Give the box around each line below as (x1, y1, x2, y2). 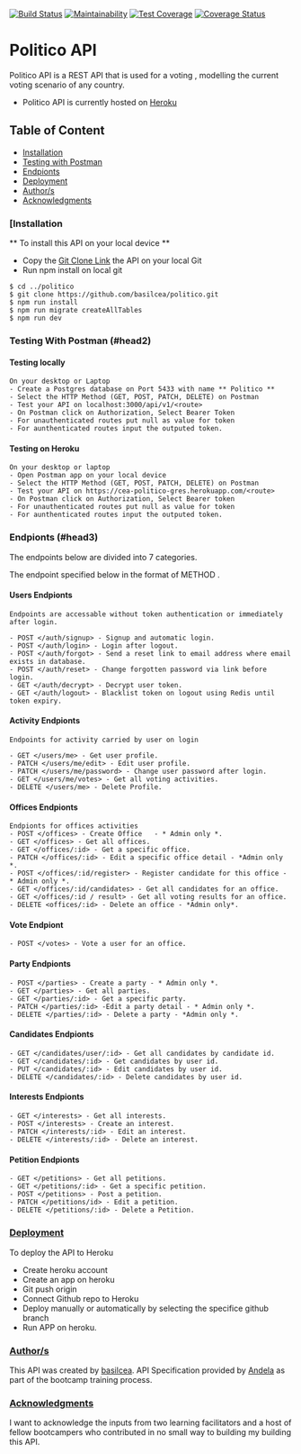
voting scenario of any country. (9, 79, 126, 90)
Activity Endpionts (9, 715, 81, 726)
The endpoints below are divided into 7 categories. (9, 551, 198, 562)
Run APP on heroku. (22, 1322, 97, 1332)
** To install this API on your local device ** (9, 238, 171, 249)
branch (22, 1312, 49, 1323)
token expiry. (9, 696, 63, 705)
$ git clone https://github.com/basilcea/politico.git (9, 290, 219, 299)
